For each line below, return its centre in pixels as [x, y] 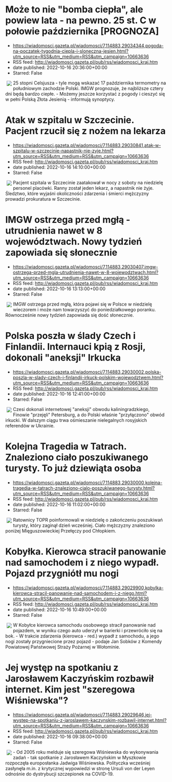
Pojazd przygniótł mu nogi [62, 573]
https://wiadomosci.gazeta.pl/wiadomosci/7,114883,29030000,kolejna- [88, 483]
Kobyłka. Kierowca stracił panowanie [86, 551]
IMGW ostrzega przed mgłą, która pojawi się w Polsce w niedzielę [83, 304]
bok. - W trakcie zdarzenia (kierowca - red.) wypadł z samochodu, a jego [82, 636]
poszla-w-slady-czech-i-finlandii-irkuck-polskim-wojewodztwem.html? [88, 377]
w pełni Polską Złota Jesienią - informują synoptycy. [60, 99]
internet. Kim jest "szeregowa [70, 689]
